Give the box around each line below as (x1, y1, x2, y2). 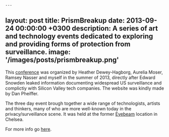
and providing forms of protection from (5, 40, 131, 48)
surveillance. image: (5, 48, 71, 56)
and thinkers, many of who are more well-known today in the (5, 105, 132, 111)
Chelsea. (5, 116, 24, 122)
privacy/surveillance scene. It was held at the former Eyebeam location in (5, 111, 158, 117)
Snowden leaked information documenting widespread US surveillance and (5, 80, 162, 86)
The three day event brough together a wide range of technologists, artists (5, 100, 160, 106)
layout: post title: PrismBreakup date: (5, 16, 125, 25)
